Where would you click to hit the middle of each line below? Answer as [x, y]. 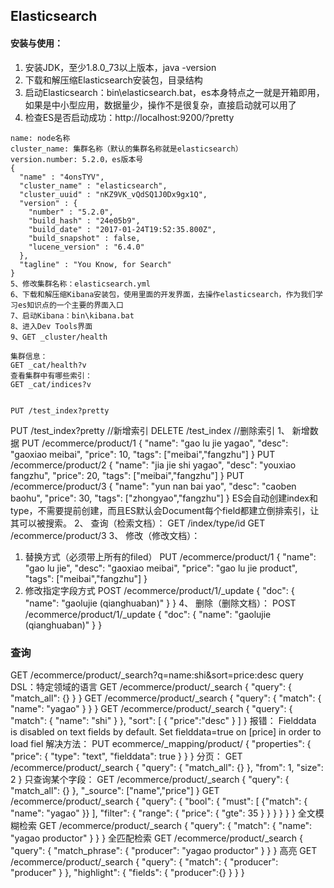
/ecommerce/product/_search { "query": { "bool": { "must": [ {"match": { [159, 801]
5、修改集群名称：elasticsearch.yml [80, 284]
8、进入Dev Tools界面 [51, 326]
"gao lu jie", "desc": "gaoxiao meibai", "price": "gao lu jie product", [161, 568]
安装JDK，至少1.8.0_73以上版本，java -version [120, 67]
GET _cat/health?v [48, 365]
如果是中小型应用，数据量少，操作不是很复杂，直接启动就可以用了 [160, 105]
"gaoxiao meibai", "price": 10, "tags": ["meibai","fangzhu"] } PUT [143, 454]
